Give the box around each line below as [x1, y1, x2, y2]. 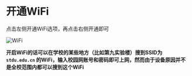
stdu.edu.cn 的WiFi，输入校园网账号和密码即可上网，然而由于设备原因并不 [6, 56, 186, 63]
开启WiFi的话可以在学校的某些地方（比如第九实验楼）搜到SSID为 [6, 49, 163, 56]
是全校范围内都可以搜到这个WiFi [6, 63, 84, 70]
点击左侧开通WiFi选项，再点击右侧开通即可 [6, 25, 109, 32]
